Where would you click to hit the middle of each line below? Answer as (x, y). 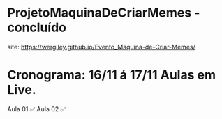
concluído (37, 27)
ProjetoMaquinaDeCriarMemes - (104, 13)
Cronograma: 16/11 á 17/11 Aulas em (112, 75)
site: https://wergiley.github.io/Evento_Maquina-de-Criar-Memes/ (101, 47)
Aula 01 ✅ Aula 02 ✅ (37, 109)
